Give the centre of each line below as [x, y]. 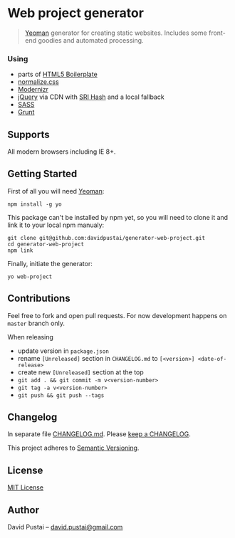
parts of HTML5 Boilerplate [57, 74]
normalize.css [38, 82]
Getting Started [42, 174]
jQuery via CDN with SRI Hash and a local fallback [91, 97]
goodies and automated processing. [91, 40]
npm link [20, 250]
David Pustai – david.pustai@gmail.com [65, 527]
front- [217, 33]
